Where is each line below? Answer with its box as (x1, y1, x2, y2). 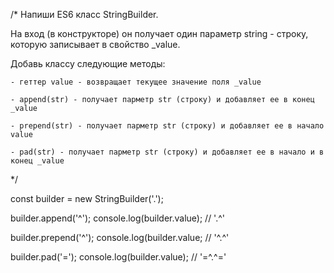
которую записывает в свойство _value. (10, 39, 181, 50)
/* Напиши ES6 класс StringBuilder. (10, 9, 159, 20)
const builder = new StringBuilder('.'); (10, 193, 164, 204)
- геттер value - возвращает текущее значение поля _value (10, 77, 262, 87)
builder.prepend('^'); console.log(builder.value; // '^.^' (10, 232, 230, 243)
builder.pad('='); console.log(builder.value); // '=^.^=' (10, 251, 227, 263)
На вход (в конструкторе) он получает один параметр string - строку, (10, 28, 309, 39)
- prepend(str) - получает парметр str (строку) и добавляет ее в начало (10, 121, 325, 131)
